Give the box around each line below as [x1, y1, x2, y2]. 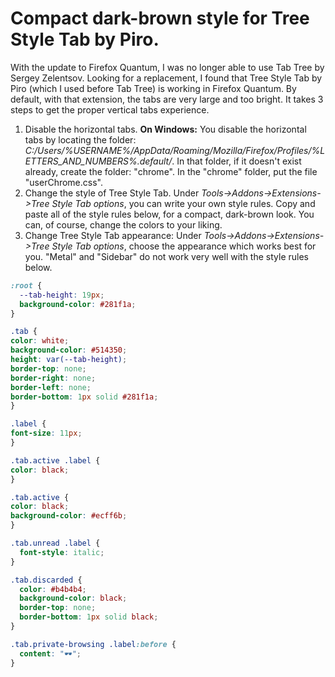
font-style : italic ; [19, 547, 105, 557]
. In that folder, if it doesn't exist [171, 155, 302, 167]
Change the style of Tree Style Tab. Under [24, 187, 200, 199]
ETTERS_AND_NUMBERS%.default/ [24, 155, 173, 167]
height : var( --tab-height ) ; [10, 355, 128, 365]
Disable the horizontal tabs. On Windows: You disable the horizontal [24, 123, 307, 135]
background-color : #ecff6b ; [10, 511, 128, 521]
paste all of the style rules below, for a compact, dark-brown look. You [24, 208, 315, 220]
